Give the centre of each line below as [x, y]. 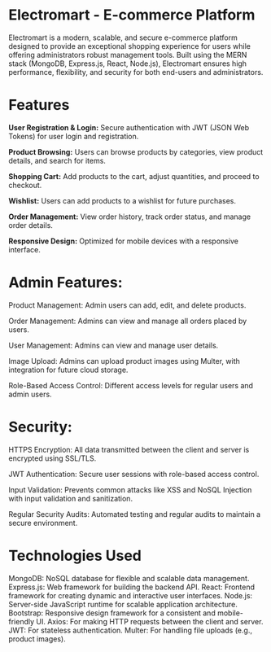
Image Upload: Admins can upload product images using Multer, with [124, 361]
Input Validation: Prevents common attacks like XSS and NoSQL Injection [130, 489]
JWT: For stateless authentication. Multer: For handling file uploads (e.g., [130, 630]
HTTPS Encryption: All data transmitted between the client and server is [129, 449]
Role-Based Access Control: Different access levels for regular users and [131, 385]
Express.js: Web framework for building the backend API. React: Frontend [131, 587]
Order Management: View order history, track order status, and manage [129, 217]
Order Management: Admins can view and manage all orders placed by [128, 321]
